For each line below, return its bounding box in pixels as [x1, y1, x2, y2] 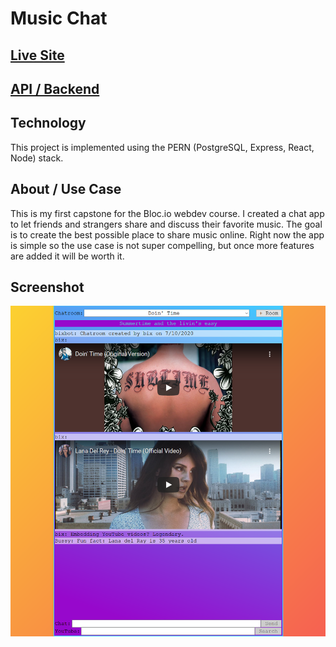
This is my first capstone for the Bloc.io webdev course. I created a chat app [10, 207, 325, 219]
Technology [10, 115, 87, 132]
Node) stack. [10, 152, 64, 164]
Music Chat [10, 7, 108, 30]
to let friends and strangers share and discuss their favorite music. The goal [10, 218, 323, 230]
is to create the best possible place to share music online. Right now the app [10, 228, 325, 241]
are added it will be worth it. [10, 250, 125, 262]
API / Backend [10, 80, 100, 97]
